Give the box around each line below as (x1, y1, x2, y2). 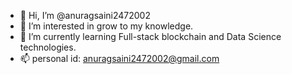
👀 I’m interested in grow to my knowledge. (19, 20, 194, 32)
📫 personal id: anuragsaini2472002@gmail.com (19, 53, 220, 64)
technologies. (19, 41, 77, 53)
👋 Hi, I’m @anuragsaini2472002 (19, 10, 151, 21)
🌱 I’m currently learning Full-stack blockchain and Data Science (19, 31, 282, 42)
